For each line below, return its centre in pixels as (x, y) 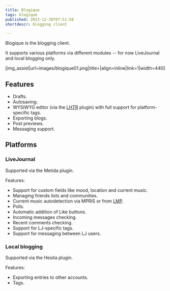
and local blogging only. (30, 59)
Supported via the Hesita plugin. (39, 258)
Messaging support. (34, 129)
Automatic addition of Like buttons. (49, 212)
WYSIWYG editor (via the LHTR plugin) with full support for (74, 107)
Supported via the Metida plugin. (40, 170)
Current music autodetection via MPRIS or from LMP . (68, 201)
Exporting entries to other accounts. (50, 277)
